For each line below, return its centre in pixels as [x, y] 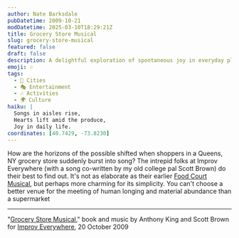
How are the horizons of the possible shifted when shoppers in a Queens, [115, 153]
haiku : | [20, 107]
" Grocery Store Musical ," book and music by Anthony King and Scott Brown [118, 219]
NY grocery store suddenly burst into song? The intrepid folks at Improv [113, 161]
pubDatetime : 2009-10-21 [44, 21]
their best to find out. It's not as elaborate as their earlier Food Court [107, 176]
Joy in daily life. [43, 126]
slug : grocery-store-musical [51, 41]
